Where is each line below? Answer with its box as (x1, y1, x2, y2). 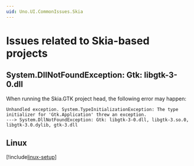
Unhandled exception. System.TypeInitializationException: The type (6, 106, 179, 112)
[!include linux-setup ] (6, 154, 57, 161)
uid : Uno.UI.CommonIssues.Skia (6, 8, 83, 15)
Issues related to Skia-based (6, 34, 150, 47)
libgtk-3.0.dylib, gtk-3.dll (6, 122, 78, 128)
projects (6, 47, 48, 60)
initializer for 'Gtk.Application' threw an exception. (6, 112, 147, 118)
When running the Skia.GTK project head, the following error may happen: (6, 95, 186, 102)
